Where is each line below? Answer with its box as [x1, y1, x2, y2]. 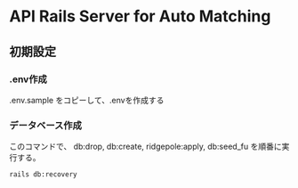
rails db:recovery [9, 170, 77, 179]
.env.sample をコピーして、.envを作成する [9, 94, 165, 105]
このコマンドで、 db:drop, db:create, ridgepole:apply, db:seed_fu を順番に [9, 141, 282, 152]
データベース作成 [9, 119, 83, 131]
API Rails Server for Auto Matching [9, 6, 271, 27]
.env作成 [9, 73, 47, 86]
